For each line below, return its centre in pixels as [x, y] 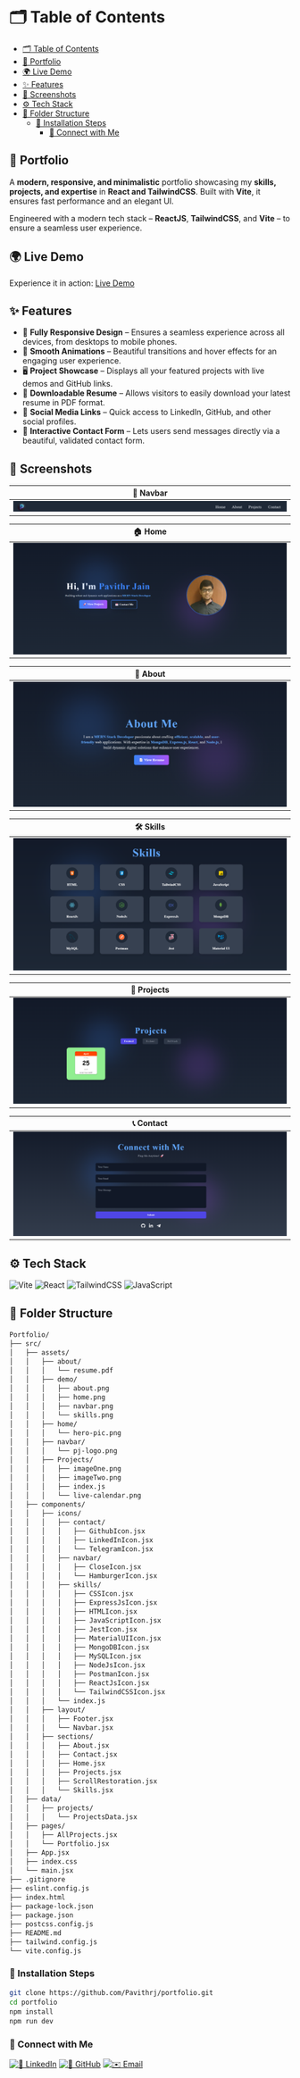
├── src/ [25, 1344]
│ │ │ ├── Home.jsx [57, 1764]
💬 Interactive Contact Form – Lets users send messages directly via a [151, 431]
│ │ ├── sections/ [51, 1737]
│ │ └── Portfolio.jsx [59, 1844]
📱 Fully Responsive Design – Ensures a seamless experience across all [154, 332]
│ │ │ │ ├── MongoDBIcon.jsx [79, 1648]
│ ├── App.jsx [39, 1853]
